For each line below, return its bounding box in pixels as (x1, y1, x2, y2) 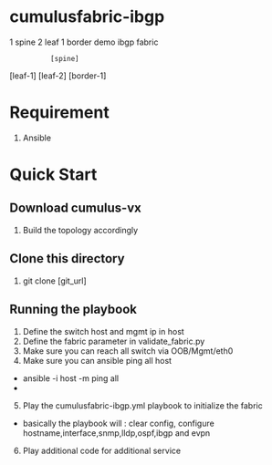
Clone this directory (9, 251, 125, 266)
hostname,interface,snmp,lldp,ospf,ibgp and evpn (22, 427, 211, 439)
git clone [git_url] (22, 275, 87, 286)
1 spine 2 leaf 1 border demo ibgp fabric (9, 36, 159, 47)
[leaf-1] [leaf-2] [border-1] (9, 70, 107, 81)
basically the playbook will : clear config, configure (22, 418, 214, 429)
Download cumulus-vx (9, 201, 141, 216)
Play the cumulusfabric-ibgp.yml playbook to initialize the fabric (22, 399, 263, 411)
